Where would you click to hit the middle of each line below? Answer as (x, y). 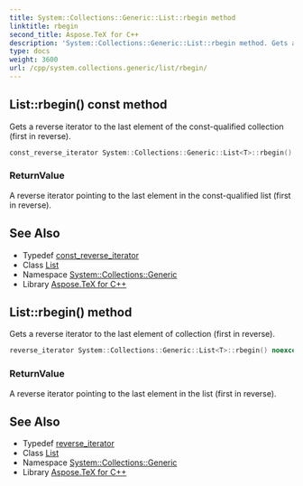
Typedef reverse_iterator (69, 444)
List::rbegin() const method (88, 105)
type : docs (30, 51)
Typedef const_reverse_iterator (81, 255)
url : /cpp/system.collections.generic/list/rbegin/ (108, 69)
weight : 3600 (34, 60)
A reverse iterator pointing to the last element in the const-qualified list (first (150, 195)
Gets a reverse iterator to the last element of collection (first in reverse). (142, 334)
